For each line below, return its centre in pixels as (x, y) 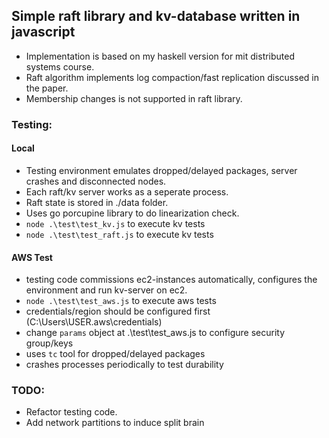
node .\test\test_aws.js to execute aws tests (121, 301)
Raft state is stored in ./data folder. (97, 202)
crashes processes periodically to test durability (124, 365)
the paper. (47, 88)
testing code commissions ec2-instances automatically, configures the (171, 280)
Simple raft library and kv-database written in (156, 16)
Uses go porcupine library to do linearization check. (132, 213)
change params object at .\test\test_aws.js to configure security (155, 333)
